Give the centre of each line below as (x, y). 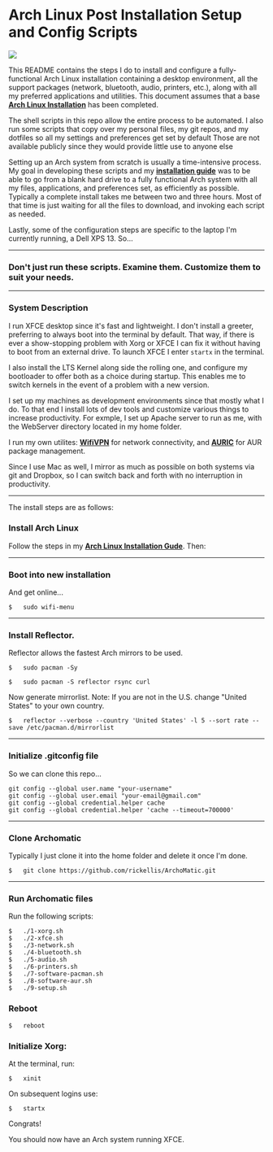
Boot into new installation (60, 574)
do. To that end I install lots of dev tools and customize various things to (129, 409)
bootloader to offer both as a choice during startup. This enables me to (127, 376)
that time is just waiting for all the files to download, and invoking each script (136, 205)
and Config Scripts (73, 32)
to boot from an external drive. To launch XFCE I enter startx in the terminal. (136, 351)
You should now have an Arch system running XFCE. (96, 1139)
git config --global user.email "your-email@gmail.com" (105, 796)
